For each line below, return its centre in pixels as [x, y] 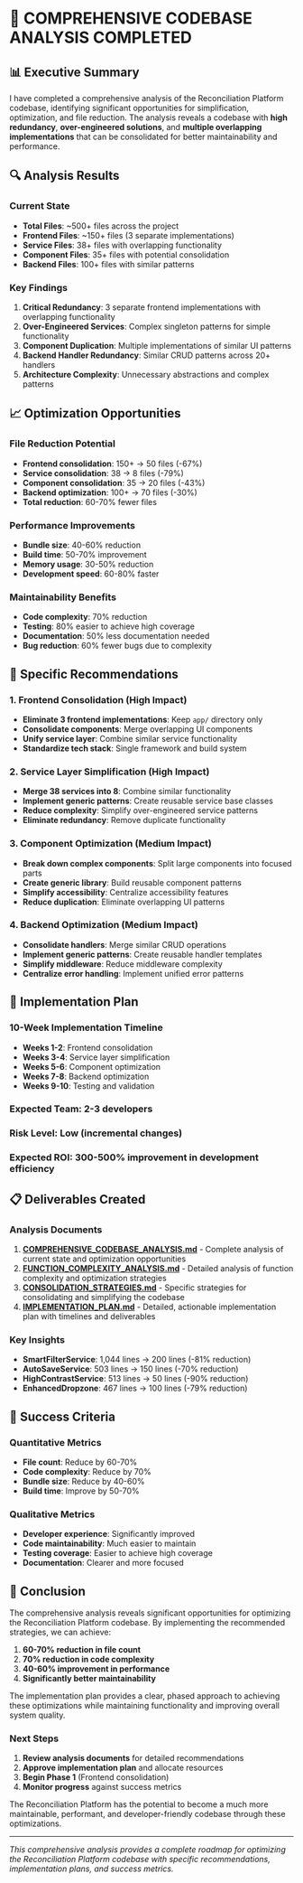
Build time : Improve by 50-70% [81, 1491]
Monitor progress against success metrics [102, 1787]
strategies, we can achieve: [60, 1632]
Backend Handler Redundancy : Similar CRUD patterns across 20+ [147, 355]
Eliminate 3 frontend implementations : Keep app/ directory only [142, 719]
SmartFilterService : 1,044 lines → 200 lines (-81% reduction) [137, 1360]
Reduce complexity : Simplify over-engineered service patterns [140, 810]
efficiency [32, 1169]
